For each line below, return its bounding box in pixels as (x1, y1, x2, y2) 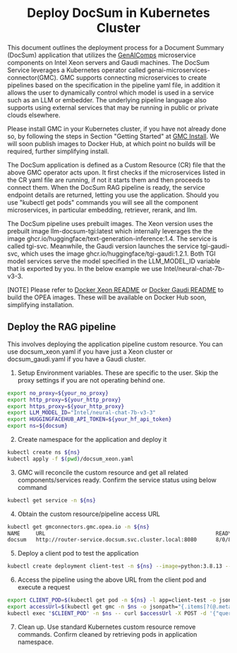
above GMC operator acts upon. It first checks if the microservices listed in (7, 168, 226, 176)
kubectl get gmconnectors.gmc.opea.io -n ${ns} (7, 523, 150, 530)
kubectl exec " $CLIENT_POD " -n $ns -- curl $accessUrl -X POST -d (7, 609, 207, 617)
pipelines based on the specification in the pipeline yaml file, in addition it (7, 80, 221, 89)
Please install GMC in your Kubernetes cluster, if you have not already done (7, 124, 227, 133)
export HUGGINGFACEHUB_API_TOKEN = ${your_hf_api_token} (7, 416, 172, 423)
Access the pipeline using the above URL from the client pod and (17, 575, 207, 584)
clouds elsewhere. (7, 111, 61, 119)
